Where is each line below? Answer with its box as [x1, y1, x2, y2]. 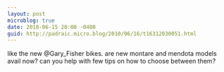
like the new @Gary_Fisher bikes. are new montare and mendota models [7, 49, 217, 58]
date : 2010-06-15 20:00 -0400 [7, 23, 97, 30]
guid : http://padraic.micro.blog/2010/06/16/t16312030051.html [7, 30, 197, 37]
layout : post [7, 10, 46, 18]
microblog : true [7, 17, 55, 24]
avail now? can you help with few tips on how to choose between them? [7, 57, 216, 66]
